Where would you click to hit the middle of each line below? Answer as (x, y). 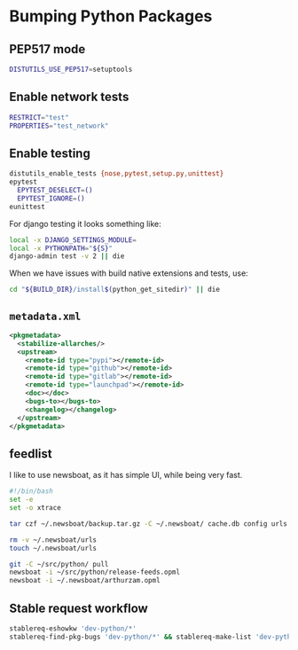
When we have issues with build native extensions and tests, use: (129, 273)
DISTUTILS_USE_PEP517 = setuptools (71, 69)
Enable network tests (69, 97)
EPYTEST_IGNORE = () (51, 198)
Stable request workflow (78, 608)
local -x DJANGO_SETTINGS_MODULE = (73, 240)
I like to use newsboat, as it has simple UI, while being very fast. (126, 475)
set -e (21, 500)
